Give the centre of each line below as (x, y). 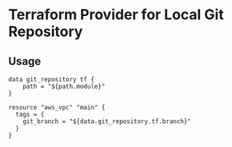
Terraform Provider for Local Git (116, 15)
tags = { (30, 114)
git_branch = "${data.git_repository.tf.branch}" (107, 121)
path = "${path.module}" (64, 86)
